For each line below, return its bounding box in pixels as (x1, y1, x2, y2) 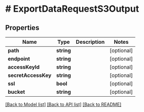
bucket (8, 89, 25, 95)
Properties (5, 23, 40, 32)
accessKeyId (8, 64, 40, 70)
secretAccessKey (8, 72, 52, 79)
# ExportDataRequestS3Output (5, 3, 139, 15)
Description (76, 39, 105, 45)
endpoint (8, 55, 30, 62)
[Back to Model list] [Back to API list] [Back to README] (5, 101, 122, 107)
